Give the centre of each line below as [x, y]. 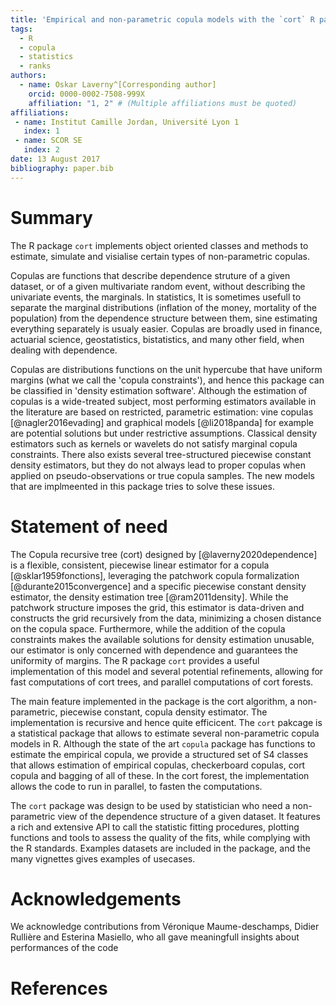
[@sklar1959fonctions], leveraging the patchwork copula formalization [155, 575]
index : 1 [41, 131]
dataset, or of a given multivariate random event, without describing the [158, 286]
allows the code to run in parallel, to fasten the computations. [136, 786]
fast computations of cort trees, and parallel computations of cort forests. [162, 682]
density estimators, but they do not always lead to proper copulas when [158, 465]
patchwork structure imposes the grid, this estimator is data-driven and [157, 607]
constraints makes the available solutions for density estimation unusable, [162, 639]
